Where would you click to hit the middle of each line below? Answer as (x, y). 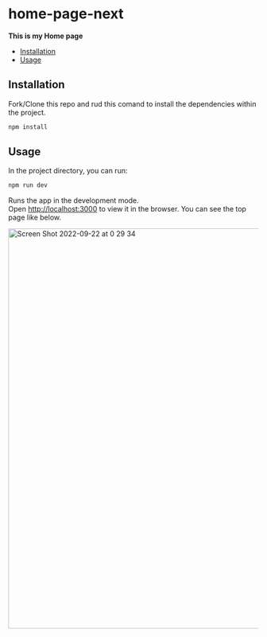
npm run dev (28, 185)
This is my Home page (46, 36)
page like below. (35, 218)
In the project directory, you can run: (68, 171)
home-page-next (66, 14)
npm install (28, 127)
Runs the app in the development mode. (74, 200)
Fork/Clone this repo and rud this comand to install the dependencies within (132, 103)
